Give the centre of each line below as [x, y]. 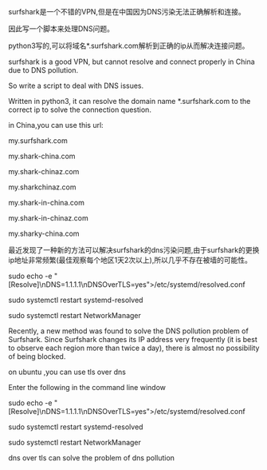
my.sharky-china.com [44, 233]
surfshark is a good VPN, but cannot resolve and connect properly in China [132, 62]
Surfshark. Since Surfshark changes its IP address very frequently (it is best [133, 339]
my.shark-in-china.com [47, 203]
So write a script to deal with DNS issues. [76, 86]
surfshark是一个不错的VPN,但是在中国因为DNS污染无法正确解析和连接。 [127, 12]
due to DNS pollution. [43, 70]
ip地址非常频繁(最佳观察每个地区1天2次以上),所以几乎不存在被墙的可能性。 [130, 260]
